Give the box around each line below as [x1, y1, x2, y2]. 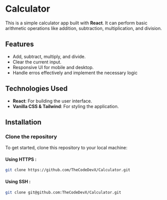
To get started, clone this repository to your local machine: [5, 145, 128, 151]
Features [5, 40, 34, 49]
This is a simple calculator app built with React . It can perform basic [5, 20, 148, 26]
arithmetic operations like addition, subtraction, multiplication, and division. [5, 25, 162, 31]
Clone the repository [5, 133, 57, 140]
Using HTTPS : [5, 156, 37, 162]
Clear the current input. [12, 59, 62, 65]
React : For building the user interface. [12, 97, 92, 104]
